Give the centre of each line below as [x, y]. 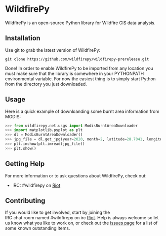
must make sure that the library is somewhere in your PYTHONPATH [75, 73]
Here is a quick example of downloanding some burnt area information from [82, 111]
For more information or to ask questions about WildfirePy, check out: [76, 175]
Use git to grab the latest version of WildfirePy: [53, 50]
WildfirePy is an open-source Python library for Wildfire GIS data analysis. [80, 23]
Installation [23, 38]
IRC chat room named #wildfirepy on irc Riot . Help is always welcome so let [82, 218]
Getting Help [25, 164]
